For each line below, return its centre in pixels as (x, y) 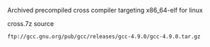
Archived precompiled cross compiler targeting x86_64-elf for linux (105, 10)
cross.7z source (31, 23)
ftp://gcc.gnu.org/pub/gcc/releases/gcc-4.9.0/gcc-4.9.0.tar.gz (104, 36)
